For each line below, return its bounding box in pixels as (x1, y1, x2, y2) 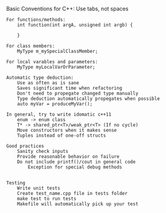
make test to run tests (17, 196, 77, 202)
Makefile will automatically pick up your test (17, 201, 138, 207)
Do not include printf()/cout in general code (17, 159, 136, 165)
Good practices (6, 143, 45, 149)
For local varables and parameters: (6, 59, 98, 65)
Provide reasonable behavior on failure (17, 153, 120, 159)
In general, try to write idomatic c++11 (6, 111, 112, 117)
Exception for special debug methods (28, 164, 122, 170)
